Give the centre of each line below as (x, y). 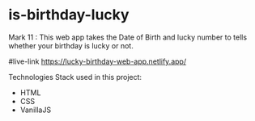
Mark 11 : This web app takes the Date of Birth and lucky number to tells (128, 37)
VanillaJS (35, 110)
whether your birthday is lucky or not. (71, 45)
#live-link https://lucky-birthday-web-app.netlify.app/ (98, 61)
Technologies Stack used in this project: (75, 77)
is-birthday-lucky (69, 15)
